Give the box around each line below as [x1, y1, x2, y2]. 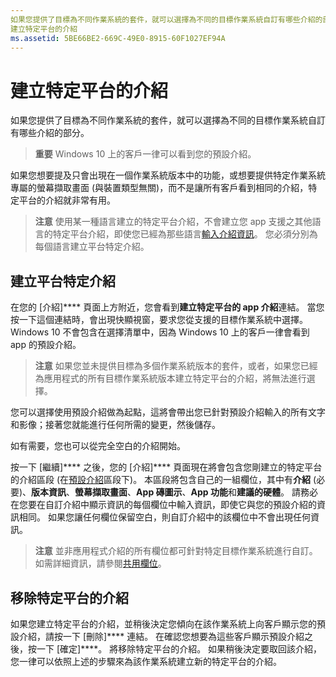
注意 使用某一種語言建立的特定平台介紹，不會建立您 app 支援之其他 [34, 216, 313, 228]
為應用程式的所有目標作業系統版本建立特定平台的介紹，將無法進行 [34, 372, 307, 385]
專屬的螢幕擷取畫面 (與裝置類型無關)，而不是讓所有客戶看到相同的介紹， [10, 182, 309, 194]
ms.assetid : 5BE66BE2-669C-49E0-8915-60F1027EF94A [10, 33, 226, 43]
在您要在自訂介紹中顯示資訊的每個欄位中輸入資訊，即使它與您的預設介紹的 [10, 499, 317, 511]
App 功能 [190, 486, 228, 498]
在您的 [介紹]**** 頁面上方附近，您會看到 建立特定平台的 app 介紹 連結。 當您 [10, 301, 325, 313]
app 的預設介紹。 [10, 339, 82, 351]
